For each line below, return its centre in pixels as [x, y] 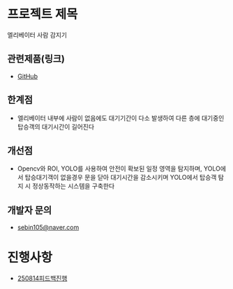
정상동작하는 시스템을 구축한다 [74, 186]
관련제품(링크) [36, 59]
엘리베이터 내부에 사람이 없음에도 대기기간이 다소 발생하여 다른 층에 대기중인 [121, 118]
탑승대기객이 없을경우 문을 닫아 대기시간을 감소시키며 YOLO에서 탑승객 [121, 178]
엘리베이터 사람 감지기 [37, 35]
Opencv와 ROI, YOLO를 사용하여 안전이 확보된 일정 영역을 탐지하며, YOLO [119, 169]
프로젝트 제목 [43, 14]
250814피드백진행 [42, 279]
